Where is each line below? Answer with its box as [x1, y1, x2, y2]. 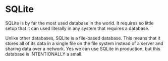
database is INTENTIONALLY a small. [5, 51, 83, 57]
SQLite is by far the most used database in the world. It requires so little [5, 20, 154, 26]
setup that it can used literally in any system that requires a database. [5, 25, 150, 31]
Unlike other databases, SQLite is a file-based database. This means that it [5, 35, 160, 41]
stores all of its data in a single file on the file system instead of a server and [5, 40, 163, 46]
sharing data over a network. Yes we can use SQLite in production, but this [5, 45, 160, 51]
